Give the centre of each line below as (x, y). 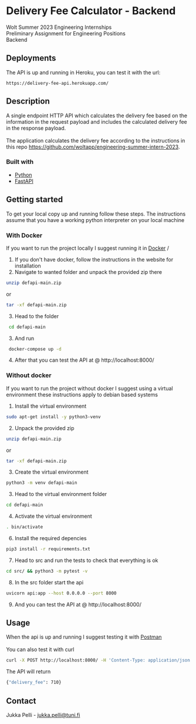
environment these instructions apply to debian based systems (82, 394)
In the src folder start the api (49, 582)
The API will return (28, 672)
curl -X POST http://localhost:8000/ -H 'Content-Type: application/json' (99, 660)
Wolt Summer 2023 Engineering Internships (59, 27)
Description (28, 101)
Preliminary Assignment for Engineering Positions (66, 33)
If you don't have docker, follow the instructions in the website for (94, 259)
